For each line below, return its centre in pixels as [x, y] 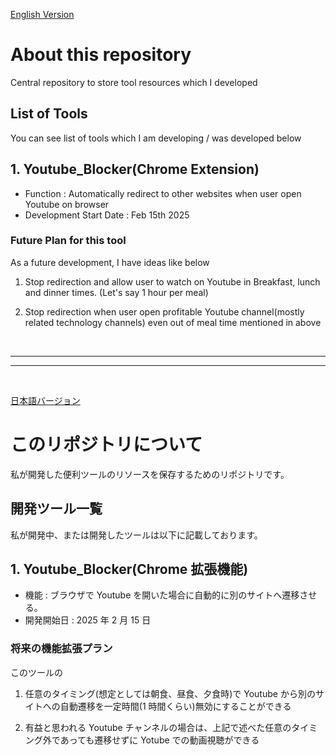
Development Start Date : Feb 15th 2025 [107, 215]
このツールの [36, 672]
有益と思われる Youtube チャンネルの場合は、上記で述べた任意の [158, 727]
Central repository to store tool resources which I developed [134, 82]
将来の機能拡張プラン [61, 649]
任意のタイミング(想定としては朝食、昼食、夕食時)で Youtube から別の [170, 693]
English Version [42, 14]
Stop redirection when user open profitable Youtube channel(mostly [164, 311]
